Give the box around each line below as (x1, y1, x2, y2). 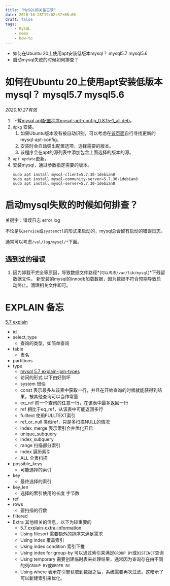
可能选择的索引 (20, 466, 52, 472)
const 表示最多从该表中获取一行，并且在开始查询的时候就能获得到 (20, 387, 158, 393)
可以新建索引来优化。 (20, 575, 65, 581)
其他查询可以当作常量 (33, 393, 79, 399)
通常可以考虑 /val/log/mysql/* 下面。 (5, 238, 82, 245)
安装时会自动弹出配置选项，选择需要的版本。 (20, 143, 114, 149)
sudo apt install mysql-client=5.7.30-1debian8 (12, 172, 115, 177)
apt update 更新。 (12, 155, 49, 161)
